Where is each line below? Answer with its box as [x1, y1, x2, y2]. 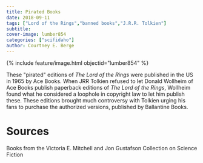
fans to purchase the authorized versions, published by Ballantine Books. [6, 103, 188, 110]
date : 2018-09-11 [6, 15, 50, 21]
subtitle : [6, 25, 32, 32]
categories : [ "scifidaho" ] [6, 37, 75, 43]
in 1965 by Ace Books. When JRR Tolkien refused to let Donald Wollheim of [6, 77, 194, 85]
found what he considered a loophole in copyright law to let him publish [6, 90, 185, 98]
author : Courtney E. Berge [6, 43, 75, 49]
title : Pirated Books [6, 8, 61, 15]
